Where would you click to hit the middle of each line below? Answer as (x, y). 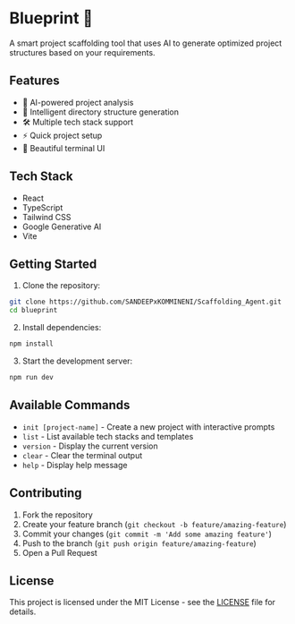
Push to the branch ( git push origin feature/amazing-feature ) (139, 543)
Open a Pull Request (60, 552)
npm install (31, 344)
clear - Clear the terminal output (82, 455)
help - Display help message (75, 465)
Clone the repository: (61, 286)
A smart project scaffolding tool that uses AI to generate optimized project (146, 43)
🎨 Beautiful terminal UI (63, 148)
